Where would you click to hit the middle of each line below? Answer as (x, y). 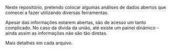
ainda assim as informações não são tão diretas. (56, 33)
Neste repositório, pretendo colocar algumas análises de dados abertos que (86, 7)
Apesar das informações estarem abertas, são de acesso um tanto (76, 22)
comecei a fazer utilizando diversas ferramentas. (57, 13)
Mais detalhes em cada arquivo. (39, 43)
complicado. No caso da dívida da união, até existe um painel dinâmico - (82, 28)
